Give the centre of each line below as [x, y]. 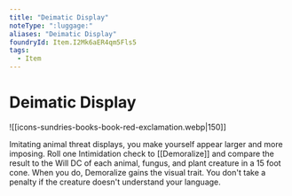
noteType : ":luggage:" [51, 26]
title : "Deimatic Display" [59, 17]
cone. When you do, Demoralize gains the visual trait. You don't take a [138, 172]
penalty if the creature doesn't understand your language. [115, 182]
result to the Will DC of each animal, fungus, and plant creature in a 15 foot [145, 163]
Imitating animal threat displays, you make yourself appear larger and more [146, 144]
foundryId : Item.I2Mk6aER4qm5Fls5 [73, 42]
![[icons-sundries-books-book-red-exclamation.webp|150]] [118, 127]
